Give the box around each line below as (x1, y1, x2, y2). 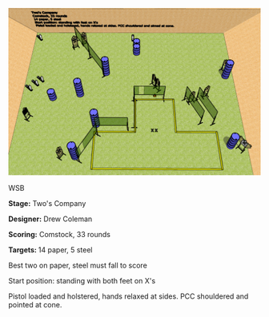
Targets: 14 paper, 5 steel (8, 245, 93, 255)
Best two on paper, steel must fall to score (8, 260, 148, 271)
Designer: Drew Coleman (8, 214, 93, 224)
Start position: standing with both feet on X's (8, 276, 156, 286)
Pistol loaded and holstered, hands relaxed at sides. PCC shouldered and (8, 291, 249, 301)
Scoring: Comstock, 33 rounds (8, 230, 110, 240)
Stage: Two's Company (8, 199, 86, 208)
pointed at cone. (8, 300, 62, 310)
